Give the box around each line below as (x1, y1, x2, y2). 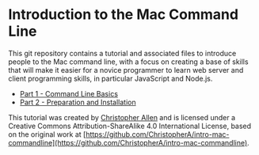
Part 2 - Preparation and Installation (19, 97, 136, 107)
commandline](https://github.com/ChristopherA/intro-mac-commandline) (8, 138, 248, 147)
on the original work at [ (8, 129, 86, 139)
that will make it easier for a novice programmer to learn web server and (8, 65, 244, 74)
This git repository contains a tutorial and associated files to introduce (8, 48, 237, 58)
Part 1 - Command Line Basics (19, 89, 119, 98)
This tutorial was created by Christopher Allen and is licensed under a (8, 112, 236, 122)
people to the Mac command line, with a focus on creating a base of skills (8, 57, 249, 66)
